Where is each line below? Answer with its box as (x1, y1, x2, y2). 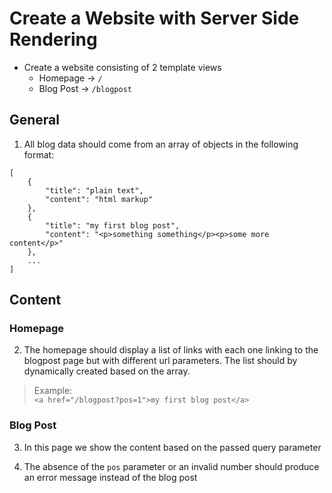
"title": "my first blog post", (45, 220, 181, 231)
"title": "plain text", (45, 185, 144, 196)
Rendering (9, 28, 98, 51)
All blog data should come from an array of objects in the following (23, 138, 299, 150)
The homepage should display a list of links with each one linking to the (23, 344, 319, 356)
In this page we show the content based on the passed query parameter (23, 441, 322, 453)
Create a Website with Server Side (9, 7, 300, 30)
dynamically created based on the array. (23, 365, 191, 377)
